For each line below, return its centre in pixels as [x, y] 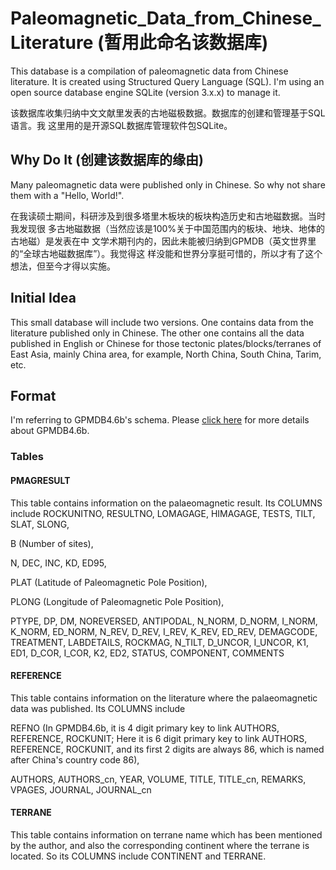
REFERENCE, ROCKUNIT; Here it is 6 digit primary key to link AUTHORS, [159, 738]
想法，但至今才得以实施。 [63, 266]
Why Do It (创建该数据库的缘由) [107, 160]
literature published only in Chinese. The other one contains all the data [157, 333]
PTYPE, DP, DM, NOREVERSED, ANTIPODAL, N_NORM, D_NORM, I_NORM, [164, 621]
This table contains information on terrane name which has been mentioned [166, 834]
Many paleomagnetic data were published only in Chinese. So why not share [168, 184]
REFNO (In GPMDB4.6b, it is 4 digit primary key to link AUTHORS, [145, 728]
